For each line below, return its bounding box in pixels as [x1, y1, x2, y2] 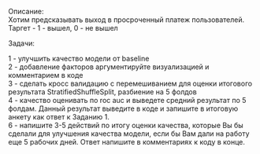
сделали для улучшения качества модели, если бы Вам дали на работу [8, 129, 250, 138]
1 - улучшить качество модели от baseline [8, 54, 150, 63]
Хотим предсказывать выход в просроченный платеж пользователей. [8, 15, 245, 24]
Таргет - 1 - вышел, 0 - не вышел [8, 24, 118, 32]
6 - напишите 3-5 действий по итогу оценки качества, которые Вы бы [8, 121, 244, 130]
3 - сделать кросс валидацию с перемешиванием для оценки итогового [8, 79, 253, 88]
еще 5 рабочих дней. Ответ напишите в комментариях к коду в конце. [8, 137, 246, 146]
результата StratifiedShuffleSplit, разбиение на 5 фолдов [8, 87, 197, 97]
